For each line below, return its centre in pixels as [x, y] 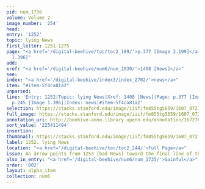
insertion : [20, 131]
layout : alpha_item [31, 171]
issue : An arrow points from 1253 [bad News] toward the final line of [99, 154]
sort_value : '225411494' [38, 126]
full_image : [21, 114]
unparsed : [19, 91]
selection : [20, 108]
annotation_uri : [27, 119]
